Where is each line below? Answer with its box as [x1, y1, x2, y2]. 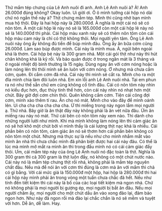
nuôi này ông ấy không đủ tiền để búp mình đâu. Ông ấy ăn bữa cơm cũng [5, 41, 153, 46]
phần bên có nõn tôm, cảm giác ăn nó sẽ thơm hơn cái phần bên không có [5, 129, 153, 134]
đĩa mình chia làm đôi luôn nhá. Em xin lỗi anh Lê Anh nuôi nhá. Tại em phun [5, 77, 156, 82]
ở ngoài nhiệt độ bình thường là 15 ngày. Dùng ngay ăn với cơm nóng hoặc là [5, 61, 157, 67]
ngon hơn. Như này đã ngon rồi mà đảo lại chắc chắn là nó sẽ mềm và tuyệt [5, 195, 156, 201]
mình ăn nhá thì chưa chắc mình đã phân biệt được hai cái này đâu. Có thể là [5, 139, 157, 144]
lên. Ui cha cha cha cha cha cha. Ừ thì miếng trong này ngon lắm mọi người [5, 102, 155, 108]
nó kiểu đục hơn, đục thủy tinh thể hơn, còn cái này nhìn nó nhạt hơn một [5, 87, 151, 93]
